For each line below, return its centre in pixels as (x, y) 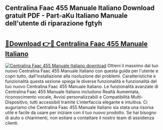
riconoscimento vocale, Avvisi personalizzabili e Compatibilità (68, 97)
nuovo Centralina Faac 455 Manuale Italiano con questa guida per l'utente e (82, 71)
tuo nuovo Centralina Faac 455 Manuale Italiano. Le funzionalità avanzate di (82, 86)
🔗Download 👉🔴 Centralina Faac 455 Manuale (77, 44)
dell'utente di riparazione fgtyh (54, 23)
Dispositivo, (17, 102)
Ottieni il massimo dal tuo (133, 65)
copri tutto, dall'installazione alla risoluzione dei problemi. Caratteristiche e (81, 76)
